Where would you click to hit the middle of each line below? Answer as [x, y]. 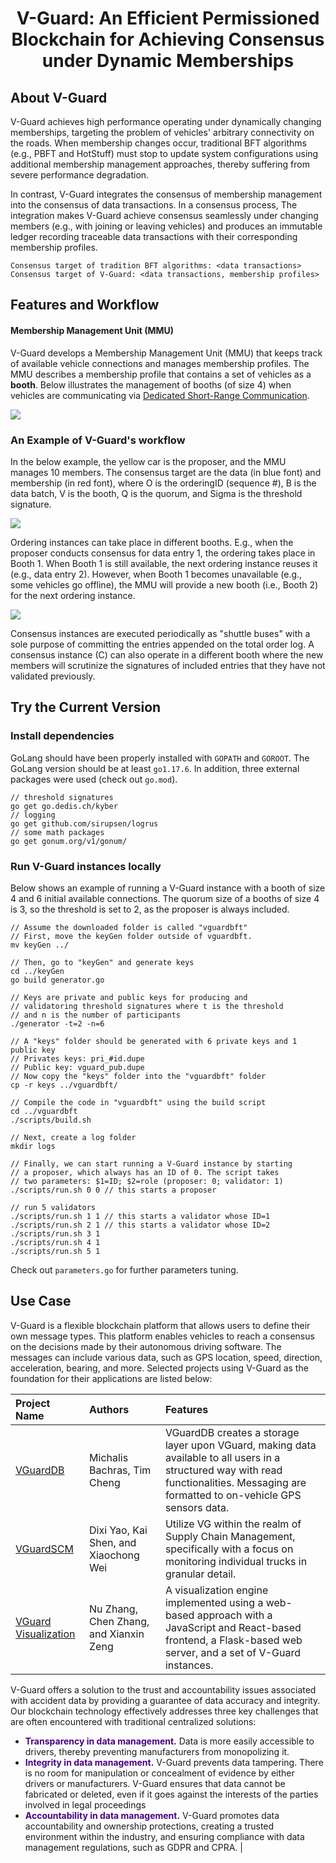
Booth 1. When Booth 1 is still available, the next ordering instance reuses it [164, 563]
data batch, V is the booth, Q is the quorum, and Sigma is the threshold [156, 493]
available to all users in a [222, 1457]
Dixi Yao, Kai [118, 1530]
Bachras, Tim [120, 1470]
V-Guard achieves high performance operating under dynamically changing [166, 121]
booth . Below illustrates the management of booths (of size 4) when [151, 384]
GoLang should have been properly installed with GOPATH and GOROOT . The [160, 758]
